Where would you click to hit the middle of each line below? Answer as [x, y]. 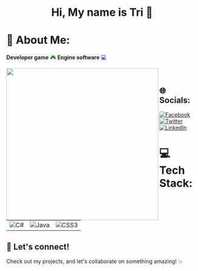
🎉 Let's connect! [38, 246]
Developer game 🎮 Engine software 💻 [56, 58]
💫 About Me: [38, 40]
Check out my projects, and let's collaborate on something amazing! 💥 [95, 261]
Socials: [175, 100]
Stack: [176, 183]
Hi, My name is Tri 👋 [102, 12]
